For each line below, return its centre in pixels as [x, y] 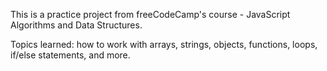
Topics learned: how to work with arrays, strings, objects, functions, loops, [164, 44]
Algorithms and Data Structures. [76, 25]
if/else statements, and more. [70, 55]
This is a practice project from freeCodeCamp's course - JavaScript [150, 14]
